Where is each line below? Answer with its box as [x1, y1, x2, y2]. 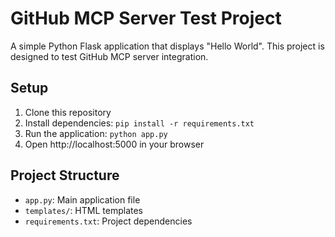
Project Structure [10, 167, 120, 184]
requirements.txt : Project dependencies [24, 215, 193, 227]
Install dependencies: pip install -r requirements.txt [24, 117, 255, 129]
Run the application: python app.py [24, 127, 168, 139]
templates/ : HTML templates [24, 204, 143, 216]
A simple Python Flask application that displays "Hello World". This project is [10, 40, 325, 52]
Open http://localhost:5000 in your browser [24, 138, 205, 150]
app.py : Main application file [24, 193, 141, 206]
